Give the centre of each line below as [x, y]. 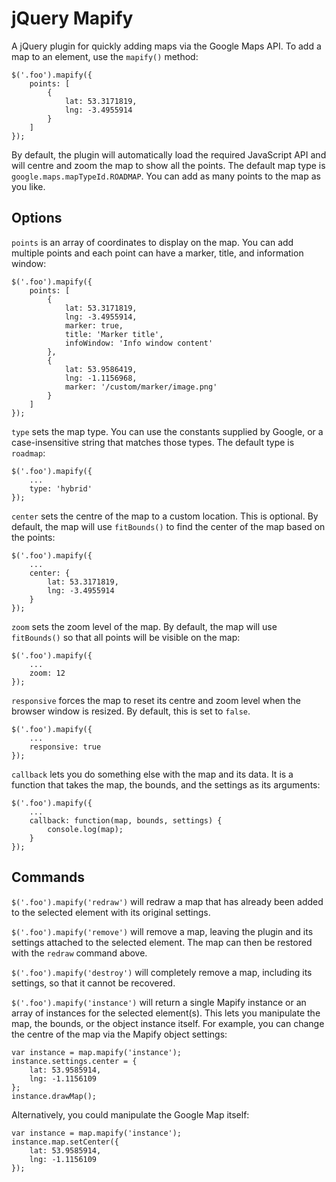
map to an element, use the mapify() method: [105, 56]
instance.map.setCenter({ [65, 1142]
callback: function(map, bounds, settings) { [126, 820]
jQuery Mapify [72, 18]
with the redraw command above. [79, 953]
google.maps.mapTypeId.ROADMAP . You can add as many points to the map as [166, 176]
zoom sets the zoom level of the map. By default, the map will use [144, 626]
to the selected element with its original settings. [111, 912]
